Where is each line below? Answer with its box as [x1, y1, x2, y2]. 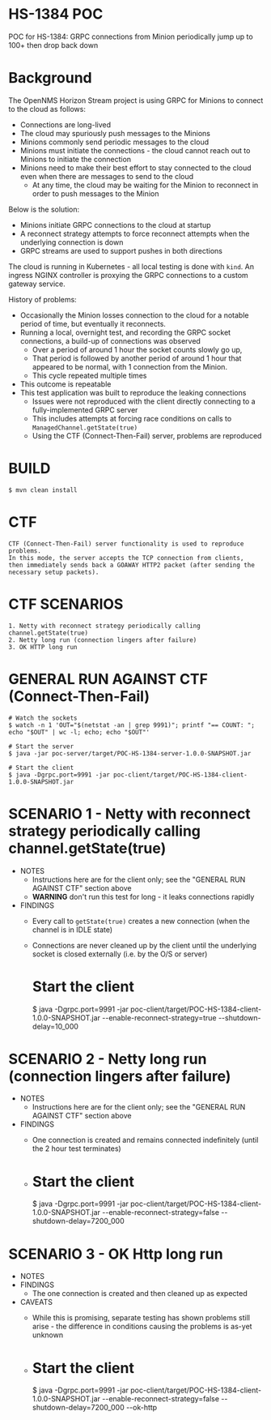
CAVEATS [19, 1298, 53, 1307]
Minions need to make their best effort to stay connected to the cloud [19, 163, 252, 173]
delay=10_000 [32, 1021, 79, 1031]
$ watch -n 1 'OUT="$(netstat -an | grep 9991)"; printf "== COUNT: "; [8, 721, 255, 729]
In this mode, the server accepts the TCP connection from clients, [8, 554, 244, 562]
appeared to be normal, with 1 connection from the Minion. [32, 361, 228, 371]
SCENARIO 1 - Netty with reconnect [8, 804, 251, 823]
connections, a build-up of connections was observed [19, 336, 201, 345]
